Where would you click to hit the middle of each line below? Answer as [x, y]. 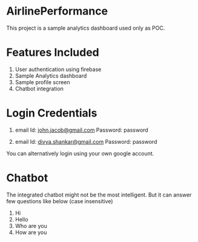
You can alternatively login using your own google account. [80, 153]
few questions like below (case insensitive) [60, 201]
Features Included [53, 52]
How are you [31, 232]
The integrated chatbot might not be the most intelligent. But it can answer [99, 195]
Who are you [31, 226]
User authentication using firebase [58, 69]
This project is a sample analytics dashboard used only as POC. [86, 28]
